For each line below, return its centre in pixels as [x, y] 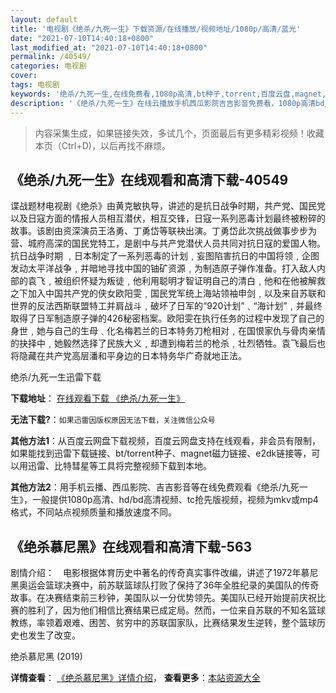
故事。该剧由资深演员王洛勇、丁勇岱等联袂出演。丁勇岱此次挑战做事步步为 [163, 231]
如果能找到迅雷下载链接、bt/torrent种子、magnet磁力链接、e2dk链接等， [161, 453]
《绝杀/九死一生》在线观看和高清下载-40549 [149, 179]
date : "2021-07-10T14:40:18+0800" [82, 38]
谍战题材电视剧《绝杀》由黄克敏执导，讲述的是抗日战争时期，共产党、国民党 [168, 206]
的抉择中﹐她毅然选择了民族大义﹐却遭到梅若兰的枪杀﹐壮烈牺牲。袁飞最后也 [168, 343]
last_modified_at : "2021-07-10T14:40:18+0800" [109, 47]
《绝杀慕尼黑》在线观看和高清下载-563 [131, 546]
